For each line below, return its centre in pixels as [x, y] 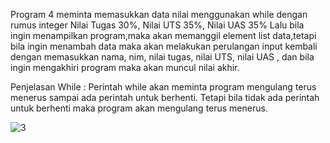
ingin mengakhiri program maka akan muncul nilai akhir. [125, 67]
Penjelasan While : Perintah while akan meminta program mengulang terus [163, 87]
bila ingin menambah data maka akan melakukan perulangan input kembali [164, 46]
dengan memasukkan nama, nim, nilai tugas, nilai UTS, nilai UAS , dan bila [162, 57]
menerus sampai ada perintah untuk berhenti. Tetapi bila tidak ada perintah [165, 97]
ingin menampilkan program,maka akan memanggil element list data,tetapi [163, 35]
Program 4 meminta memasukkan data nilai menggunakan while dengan [159, 14]
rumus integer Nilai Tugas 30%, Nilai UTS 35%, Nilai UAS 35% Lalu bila [157, 25]
